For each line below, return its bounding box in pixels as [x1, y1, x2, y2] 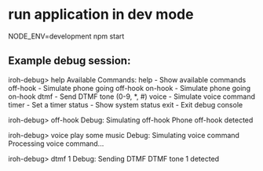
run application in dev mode [8, 5, 194, 24]
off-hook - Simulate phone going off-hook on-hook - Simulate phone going [8, 83, 251, 93]
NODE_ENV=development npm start [8, 31, 125, 41]
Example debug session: [8, 54, 131, 67]
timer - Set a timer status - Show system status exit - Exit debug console [8, 100, 243, 109]
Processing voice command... [8, 139, 104, 148]
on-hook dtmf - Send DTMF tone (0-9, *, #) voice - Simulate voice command [8, 92, 255, 101]
